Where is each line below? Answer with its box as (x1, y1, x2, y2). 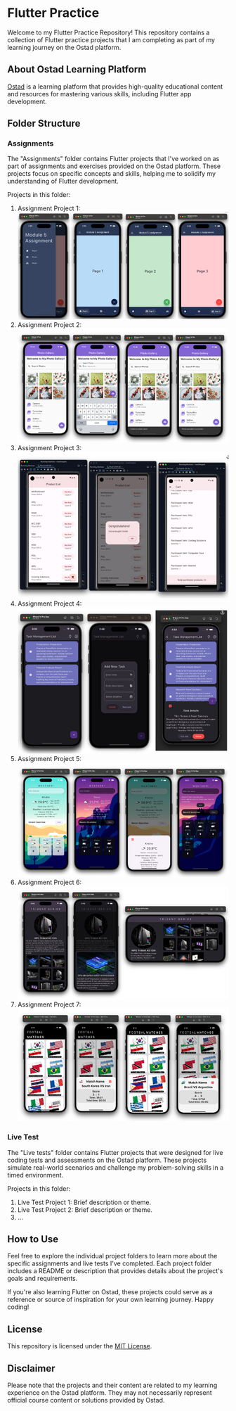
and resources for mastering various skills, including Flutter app (7, 89, 192, 98)
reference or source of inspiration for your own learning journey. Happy (7, 1296, 214, 1304)
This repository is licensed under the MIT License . (7, 1342, 152, 1351)
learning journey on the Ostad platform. (7, 43, 122, 51)
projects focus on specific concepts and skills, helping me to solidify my (7, 170, 216, 178)
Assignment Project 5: (17, 755, 82, 763)
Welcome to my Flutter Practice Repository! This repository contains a (7, 28, 210, 37)
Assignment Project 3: (17, 443, 82, 452)
